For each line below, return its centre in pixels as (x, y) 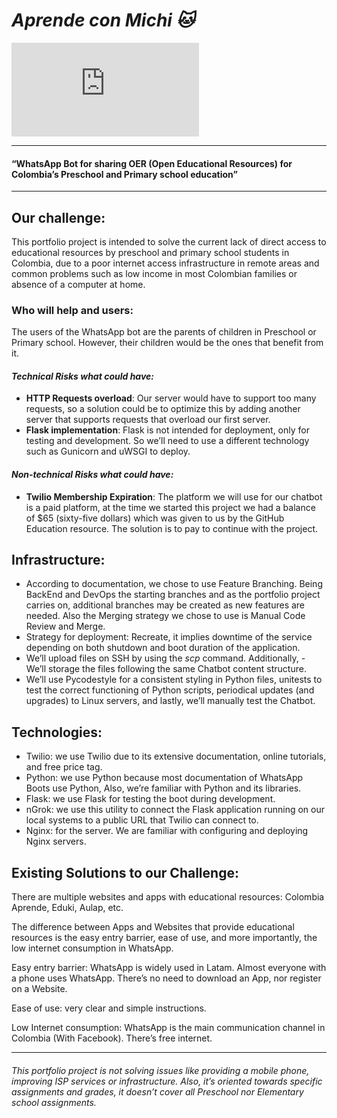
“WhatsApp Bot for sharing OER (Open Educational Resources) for (152, 163)
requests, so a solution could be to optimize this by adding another (163, 409)
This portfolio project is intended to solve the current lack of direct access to (169, 241)
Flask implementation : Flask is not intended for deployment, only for (167, 430)
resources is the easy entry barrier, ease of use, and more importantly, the (164, 938)
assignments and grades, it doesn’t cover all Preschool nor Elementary (157, 1091)
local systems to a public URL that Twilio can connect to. (142, 820)
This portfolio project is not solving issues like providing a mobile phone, (160, 1070)
